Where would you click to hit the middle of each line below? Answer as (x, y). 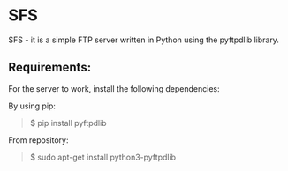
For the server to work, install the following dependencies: (114, 88)
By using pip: (32, 106)
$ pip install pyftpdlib (68, 123)
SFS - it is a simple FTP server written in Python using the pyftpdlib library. (144, 40)
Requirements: (50, 67)
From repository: (38, 140)
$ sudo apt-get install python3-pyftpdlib (103, 157)
